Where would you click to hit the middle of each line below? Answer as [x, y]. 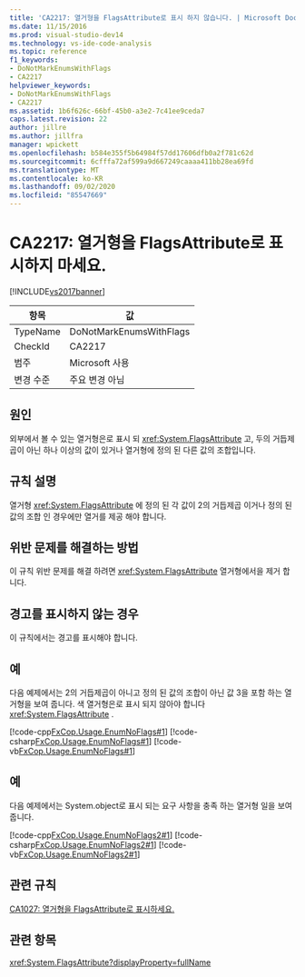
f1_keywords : [34, 60]
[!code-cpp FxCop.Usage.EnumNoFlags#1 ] [89, 732]
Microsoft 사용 [99, 363]
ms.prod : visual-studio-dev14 [67, 35]
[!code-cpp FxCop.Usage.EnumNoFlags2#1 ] [91, 835]
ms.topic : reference [49, 52]
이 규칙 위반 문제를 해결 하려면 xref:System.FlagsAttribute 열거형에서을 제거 [145, 571]
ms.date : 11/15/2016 [49, 26]
